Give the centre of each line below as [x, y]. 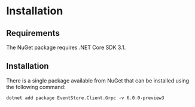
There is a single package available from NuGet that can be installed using [98, 80]
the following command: [36, 87]
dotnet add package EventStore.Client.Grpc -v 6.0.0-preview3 [85, 98]
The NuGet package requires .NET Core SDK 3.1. [66, 47]
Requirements [33, 33]
